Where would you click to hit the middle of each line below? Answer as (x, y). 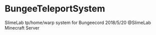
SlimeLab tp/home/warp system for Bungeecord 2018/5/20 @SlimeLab (78, 22)
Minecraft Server (22, 27)
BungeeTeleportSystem (55, 9)
